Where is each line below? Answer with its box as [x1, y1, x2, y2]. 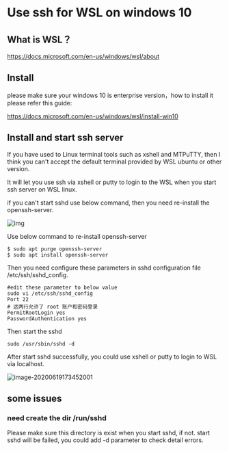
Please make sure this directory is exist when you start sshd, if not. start [7, 429, 211, 437]
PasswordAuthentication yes [7, 315, 87, 322]
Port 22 [7, 296, 29, 302]
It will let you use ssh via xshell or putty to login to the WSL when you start [7, 178, 217, 186]
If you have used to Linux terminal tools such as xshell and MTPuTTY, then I [7, 150, 221, 158]
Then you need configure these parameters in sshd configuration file [7, 263, 202, 272]
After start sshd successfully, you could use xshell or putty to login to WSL [7, 352, 217, 361]
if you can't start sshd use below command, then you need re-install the [7, 198, 210, 207]
